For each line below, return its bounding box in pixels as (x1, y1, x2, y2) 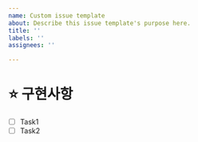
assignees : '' (8, 41, 56, 49)
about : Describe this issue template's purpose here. (8, 19, 192, 27)
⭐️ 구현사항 (8, 85, 73, 104)
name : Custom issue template (8, 11, 105, 20)
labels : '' (8, 34, 45, 42)
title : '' (8, 26, 42, 34)
